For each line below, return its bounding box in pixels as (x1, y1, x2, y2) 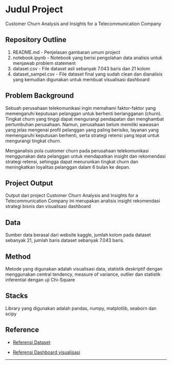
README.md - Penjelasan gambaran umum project (12, 49, 120, 55)
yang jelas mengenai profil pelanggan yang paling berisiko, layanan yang (5, 127, 159, 133)
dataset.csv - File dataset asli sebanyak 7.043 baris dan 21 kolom (12, 65, 150, 71)
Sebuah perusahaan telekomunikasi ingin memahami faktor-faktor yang (5, 105, 156, 111)
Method (5, 252, 31, 261)
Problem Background (5, 91, 74, 100)
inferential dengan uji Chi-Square (5, 277, 75, 283)
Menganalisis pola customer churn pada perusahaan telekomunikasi (5, 147, 149, 153)
